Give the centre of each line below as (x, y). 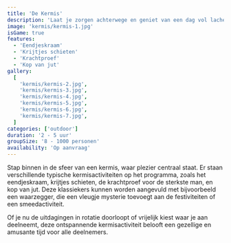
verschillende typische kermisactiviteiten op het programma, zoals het (107, 175)
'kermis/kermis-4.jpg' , (54, 97)
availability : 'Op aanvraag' (49, 148)
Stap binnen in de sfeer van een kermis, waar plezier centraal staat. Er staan (115, 167)
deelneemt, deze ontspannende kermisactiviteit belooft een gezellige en (109, 225)
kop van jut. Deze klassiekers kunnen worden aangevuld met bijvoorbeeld (112, 189)
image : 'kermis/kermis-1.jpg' (51, 26)
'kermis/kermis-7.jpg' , (54, 116)
